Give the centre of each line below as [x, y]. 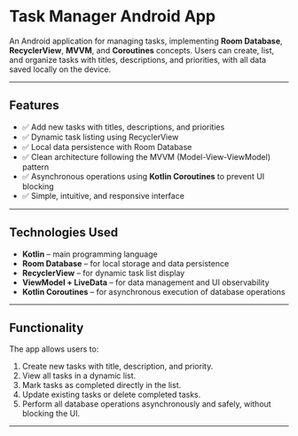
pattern [35, 167]
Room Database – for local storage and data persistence [125, 263]
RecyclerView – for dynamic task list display [103, 273]
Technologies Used [63, 233]
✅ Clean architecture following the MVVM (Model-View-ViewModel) [146, 156]
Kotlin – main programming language [90, 254]
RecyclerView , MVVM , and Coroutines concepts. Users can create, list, [142, 50]
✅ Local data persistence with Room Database [107, 147]
